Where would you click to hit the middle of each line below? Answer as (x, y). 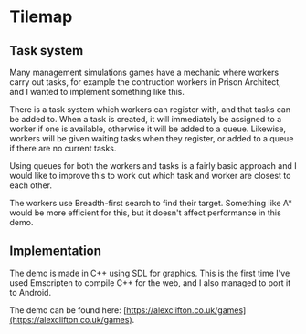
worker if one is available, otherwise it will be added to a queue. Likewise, (148, 129)
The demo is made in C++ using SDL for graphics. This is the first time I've (150, 273)
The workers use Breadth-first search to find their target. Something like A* (151, 203)
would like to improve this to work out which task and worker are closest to (150, 176)
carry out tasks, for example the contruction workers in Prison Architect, (145, 82)
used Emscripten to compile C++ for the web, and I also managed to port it (150, 282)
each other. (31, 185)
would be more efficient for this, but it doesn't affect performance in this (145, 213)
